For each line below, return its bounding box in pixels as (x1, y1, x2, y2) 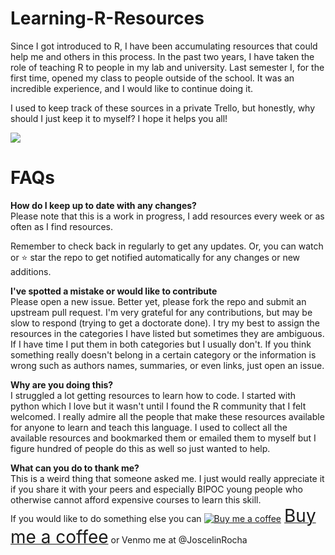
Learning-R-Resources (10, 7, 205, 30)
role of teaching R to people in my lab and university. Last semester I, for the (10, 61, 325, 73)
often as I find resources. (10, 220, 114, 232)
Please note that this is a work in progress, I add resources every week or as (10, 210, 325, 222)
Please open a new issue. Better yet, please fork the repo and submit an (10, 295, 307, 307)
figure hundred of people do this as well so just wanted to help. (10, 442, 271, 454)
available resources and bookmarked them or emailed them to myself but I (10, 432, 317, 444)
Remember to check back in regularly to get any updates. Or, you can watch (10, 240, 324, 252)
